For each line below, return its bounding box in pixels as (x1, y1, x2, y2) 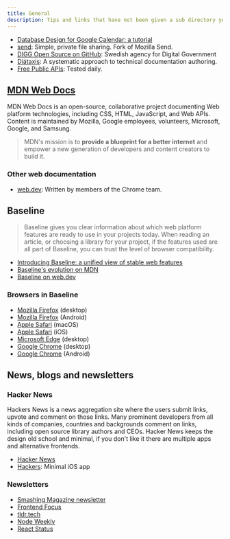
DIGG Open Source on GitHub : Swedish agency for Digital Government (16, 49, 217, 58)
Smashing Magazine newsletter (16, 495, 106, 503)
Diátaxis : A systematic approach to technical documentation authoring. (16, 57, 218, 65)
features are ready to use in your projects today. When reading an (23, 231, 210, 239)
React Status (16, 525, 53, 533)
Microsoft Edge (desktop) (16, 334, 90, 343)
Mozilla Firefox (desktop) (16, 306, 88, 314)
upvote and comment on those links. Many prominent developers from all (7, 413, 214, 421)
